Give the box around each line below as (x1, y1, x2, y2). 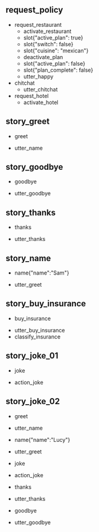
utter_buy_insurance (14, 326, 65, 334)
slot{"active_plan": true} (23, 33, 83, 41)
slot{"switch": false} (23, 40, 74, 47)
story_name (5, 253, 51, 264)
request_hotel (14, 92, 49, 99)
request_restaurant (14, 21, 62, 28)
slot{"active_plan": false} (23, 60, 86, 67)
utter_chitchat (23, 85, 58, 93)
